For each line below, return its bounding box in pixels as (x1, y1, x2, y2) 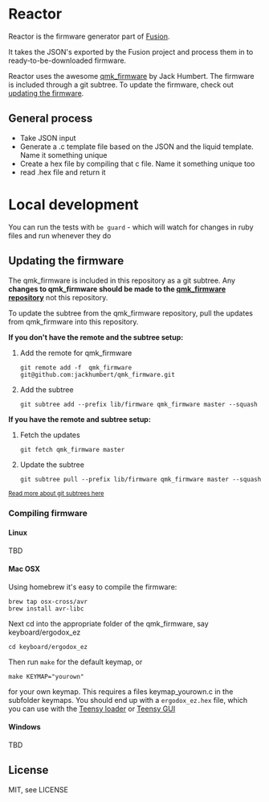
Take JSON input (19, 133, 76, 143)
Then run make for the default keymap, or (8, 657, 143, 667)
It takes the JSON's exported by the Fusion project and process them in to (8, 47, 254, 56)
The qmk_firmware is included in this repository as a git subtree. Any (8, 275, 235, 285)
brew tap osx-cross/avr (8, 597, 88, 606)
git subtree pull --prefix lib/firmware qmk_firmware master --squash (19, 475, 262, 483)
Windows (8, 722, 41, 732)
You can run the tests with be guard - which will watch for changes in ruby (8, 222, 255, 232)
